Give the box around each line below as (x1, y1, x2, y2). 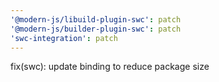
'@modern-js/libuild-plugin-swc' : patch (10, 14, 182, 25)
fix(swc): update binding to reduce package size (10, 61, 210, 73)
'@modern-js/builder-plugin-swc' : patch (10, 24, 182, 34)
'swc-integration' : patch (10, 33, 118, 43)
